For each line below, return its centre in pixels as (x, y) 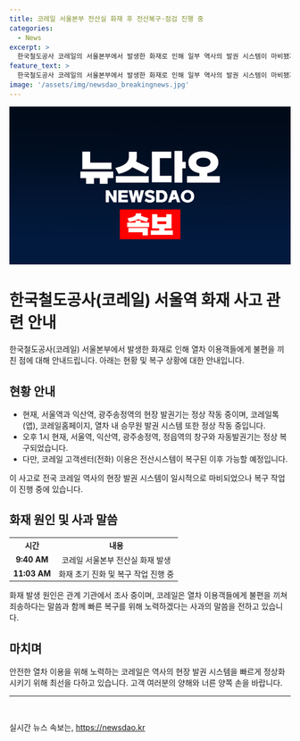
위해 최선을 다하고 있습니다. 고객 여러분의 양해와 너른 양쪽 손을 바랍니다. (158, 683)
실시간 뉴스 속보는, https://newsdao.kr (77, 728)
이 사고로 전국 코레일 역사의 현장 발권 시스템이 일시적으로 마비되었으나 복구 (139, 478)
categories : (31, 28)
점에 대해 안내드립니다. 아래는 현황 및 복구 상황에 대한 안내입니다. (131, 361)
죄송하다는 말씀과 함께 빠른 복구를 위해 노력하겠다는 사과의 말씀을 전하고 (134, 606)
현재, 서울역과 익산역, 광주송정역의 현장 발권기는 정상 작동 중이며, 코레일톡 (150, 414)
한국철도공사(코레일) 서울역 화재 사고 (136, 300)
